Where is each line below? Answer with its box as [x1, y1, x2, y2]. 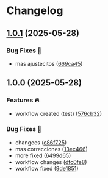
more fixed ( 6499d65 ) [15, 152, 71, 159]
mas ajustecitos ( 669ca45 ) [15, 60, 83, 67]
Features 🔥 [6, 96, 40, 104]
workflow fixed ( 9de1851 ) [15, 165, 79, 172]
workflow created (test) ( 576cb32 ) [15, 110, 103, 117]
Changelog [6, 4, 63, 18]
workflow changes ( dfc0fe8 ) [15, 158, 87, 165]
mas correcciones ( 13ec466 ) [15, 145, 88, 152]
